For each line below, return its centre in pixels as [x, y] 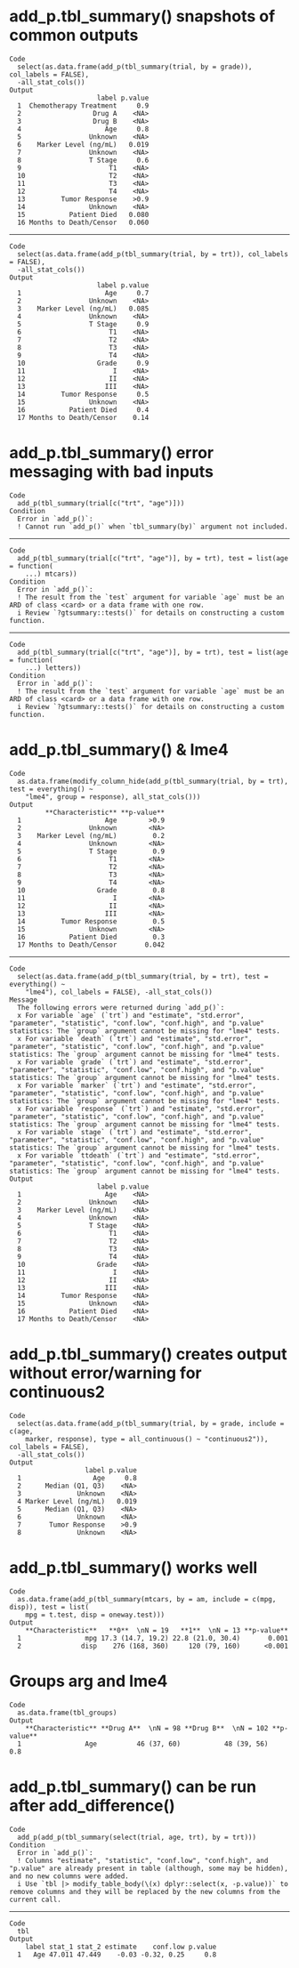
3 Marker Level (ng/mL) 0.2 [91, 835]
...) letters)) [53, 668]
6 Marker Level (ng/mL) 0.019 [83, 144]
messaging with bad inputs [111, 472]
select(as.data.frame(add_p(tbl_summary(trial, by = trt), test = [143, 976]
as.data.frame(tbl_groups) [67, 1713]
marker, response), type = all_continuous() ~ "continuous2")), [147, 1439]
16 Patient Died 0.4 [83, 410]
